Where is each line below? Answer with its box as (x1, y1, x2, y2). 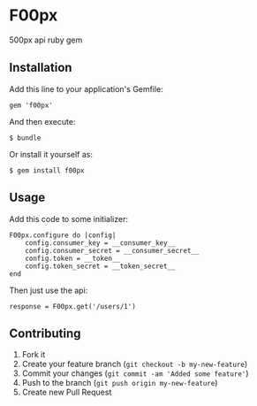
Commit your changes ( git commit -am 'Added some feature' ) (21, 368, 249, 379)
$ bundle (9, 134, 42, 142)
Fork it (21, 349, 46, 360)
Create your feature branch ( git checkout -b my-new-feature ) (21, 359, 248, 370)
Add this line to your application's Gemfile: (9, 83, 163, 94)
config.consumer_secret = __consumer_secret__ (25, 246, 200, 255)
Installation (9, 60, 72, 75)
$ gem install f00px (9, 165, 86, 175)
